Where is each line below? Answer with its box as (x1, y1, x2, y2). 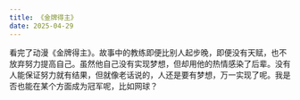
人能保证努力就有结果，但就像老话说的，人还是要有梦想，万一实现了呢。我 (9, 69, 283, 80)
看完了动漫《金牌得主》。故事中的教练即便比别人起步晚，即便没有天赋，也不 (9, 46, 287, 58)
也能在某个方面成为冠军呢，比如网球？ (16, 80, 158, 91)
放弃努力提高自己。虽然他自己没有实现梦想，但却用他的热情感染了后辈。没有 (9, 58, 291, 69)
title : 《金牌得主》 (9, 12, 78, 22)
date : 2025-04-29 (9, 21, 74, 30)
